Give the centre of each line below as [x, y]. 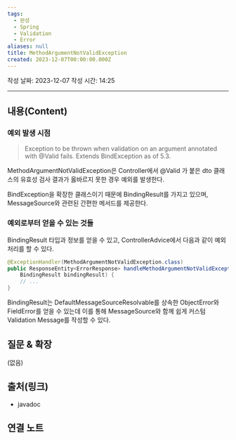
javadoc [29, 404]
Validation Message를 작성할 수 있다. [59, 320]
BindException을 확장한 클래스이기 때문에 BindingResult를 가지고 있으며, [108, 195]
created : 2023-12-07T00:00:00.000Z [59, 60]
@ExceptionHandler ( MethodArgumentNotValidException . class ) [96, 262]
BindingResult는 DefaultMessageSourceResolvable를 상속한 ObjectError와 [113, 302]
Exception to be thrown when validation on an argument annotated [121, 149]
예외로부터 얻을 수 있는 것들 [51, 224]
